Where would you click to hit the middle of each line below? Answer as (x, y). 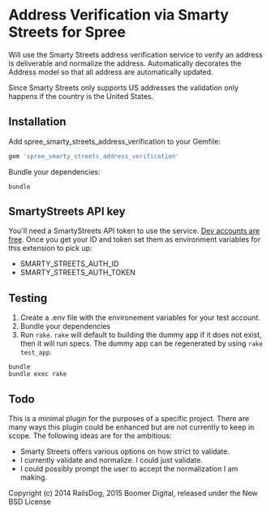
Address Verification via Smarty (119, 15)
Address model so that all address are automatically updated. (111, 71)
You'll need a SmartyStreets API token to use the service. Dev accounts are (134, 231)
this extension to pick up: (50, 248)
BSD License (30, 502)
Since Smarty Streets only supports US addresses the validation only (124, 88)
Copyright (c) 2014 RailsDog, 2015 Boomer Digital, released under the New (133, 494)
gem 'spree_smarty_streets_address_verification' (94, 156)
